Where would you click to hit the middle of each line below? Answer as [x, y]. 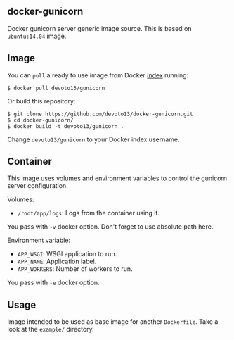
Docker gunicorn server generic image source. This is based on [99, 28]
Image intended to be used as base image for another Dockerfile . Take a [113, 322]
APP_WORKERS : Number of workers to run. [75, 269]
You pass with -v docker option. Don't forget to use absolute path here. [110, 227]
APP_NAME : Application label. [57, 262]
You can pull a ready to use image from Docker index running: [98, 75]
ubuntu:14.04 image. [37, 36]
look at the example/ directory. [51, 329]
